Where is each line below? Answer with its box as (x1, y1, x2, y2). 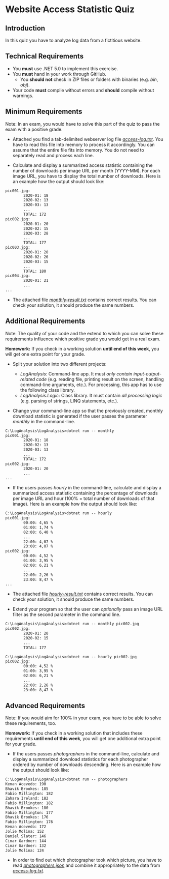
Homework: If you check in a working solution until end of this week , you (5, 345, 159, 351)
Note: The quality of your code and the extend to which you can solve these (5, 330, 163, 336)
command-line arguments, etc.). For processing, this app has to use (20, 382, 162, 388)
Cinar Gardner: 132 (5, 843, 47, 848)
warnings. (12, 93, 34, 99)
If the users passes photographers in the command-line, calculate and (12, 751, 159, 757)
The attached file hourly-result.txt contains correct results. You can (12, 591, 153, 597)
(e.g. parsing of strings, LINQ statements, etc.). (20, 398, 118, 404)
